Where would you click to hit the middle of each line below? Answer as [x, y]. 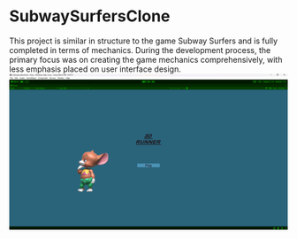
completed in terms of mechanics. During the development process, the [140, 50]
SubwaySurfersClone [90, 16]
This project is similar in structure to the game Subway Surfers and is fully [144, 41]
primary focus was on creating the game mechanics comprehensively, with [146, 59]
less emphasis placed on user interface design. [95, 69]
